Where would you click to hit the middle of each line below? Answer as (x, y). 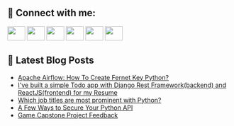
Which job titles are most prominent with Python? (89, 100)
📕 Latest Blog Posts (51, 61)
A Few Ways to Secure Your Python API (75, 108)
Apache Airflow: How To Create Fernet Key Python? (93, 77)
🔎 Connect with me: (51, 13)
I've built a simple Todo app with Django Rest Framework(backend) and (122, 85)
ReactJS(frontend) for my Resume (68, 92)
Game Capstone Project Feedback (68, 115)
